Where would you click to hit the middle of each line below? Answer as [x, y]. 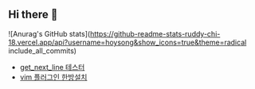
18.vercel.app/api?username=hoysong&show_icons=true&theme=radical [127, 42]
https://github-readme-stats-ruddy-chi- [155, 33]
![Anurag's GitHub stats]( [49, 33]
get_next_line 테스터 [52, 67]
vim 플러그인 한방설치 [53, 77]
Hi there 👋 [33, 15]
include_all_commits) [43, 50]
